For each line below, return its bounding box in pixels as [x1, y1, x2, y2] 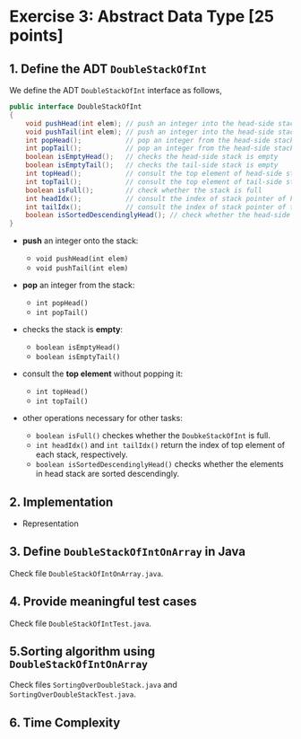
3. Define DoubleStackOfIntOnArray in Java [9, 544, 246, 559]
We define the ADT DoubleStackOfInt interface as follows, [9, 85, 222, 95]
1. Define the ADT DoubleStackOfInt [9, 61, 208, 76]
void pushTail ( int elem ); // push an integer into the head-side [25, 128, 275, 136]
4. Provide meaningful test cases [9, 594, 197, 610]
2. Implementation [9, 494, 114, 509]
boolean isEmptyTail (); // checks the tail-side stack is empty [25, 161, 279, 170]
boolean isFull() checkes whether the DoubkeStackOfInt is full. [35, 430, 271, 441]
